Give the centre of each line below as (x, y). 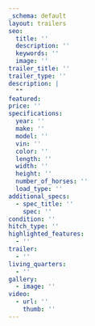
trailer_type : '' (37, 76)
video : (19, 294)
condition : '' (32, 219)
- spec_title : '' (45, 204)
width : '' (32, 167)
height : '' (34, 174)
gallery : (23, 279)
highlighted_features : (46, 234)
